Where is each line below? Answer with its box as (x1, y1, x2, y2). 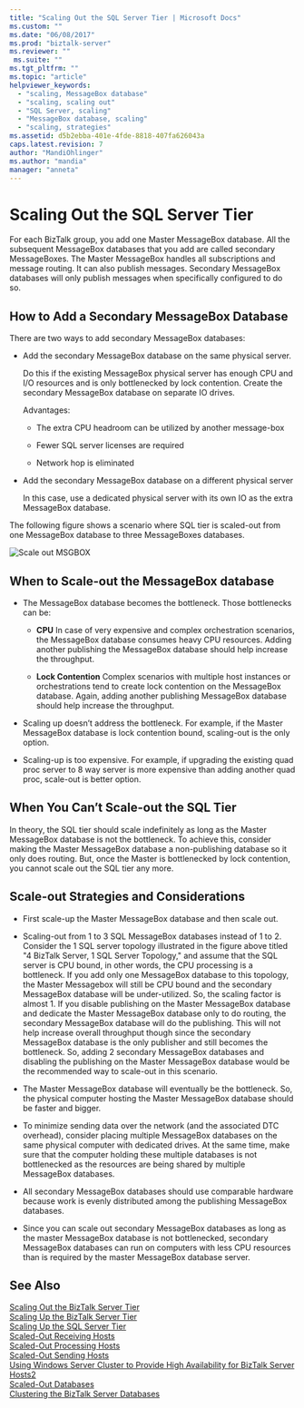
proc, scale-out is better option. (22, 773, 142, 785)
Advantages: (22, 405, 71, 416)
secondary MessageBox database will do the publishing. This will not (22, 1017, 281, 1028)
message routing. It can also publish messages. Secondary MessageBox (9, 263, 281, 274)
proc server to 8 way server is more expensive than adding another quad (22, 764, 296, 775)
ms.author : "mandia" (9, 156, 88, 166)
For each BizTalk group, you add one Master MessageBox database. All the (9, 234, 290, 245)
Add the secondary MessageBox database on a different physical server (22, 475, 294, 486)
